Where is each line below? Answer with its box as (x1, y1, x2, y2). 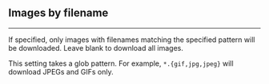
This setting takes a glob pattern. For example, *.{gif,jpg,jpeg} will (8, 59, 234, 68)
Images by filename (8, 6, 109, 20)
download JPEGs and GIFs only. (8, 67, 114, 76)
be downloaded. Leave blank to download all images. (8, 43, 184, 52)
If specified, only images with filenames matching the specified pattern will (8, 35, 255, 44)
